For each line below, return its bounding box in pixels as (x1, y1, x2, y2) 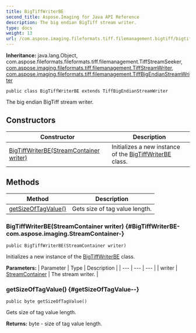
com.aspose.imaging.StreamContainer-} (6, 229, 124, 237)
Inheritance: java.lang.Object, (6, 52, 78, 59)
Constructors (6, 115, 56, 125)
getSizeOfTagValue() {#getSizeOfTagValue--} (6, 285, 140, 293)
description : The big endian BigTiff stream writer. (6, 19, 137, 25)
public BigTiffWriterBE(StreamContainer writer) (6, 243, 127, 249)
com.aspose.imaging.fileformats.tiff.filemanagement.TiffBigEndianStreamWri (6, 71, 190, 77)
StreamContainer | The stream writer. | (6, 270, 99, 277)
